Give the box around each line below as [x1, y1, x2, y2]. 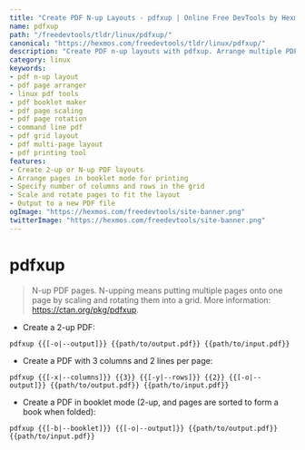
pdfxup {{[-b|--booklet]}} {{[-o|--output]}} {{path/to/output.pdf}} [9, 424, 279, 433]
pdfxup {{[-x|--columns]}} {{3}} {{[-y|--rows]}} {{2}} [9, 373, 225, 382]
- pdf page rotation [9, 114, 88, 123]
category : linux [9, 55, 71, 64]
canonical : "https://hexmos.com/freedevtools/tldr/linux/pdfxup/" [9, 38, 266, 48]
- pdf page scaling [9, 106, 84, 115]
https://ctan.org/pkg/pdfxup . [31, 304, 139, 315]
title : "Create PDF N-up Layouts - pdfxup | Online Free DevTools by [9, 13, 279, 23]
